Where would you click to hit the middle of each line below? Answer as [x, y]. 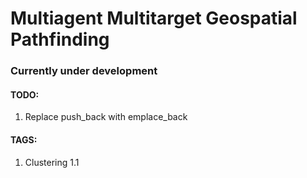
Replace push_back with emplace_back [106, 117]
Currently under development [84, 71]
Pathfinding [60, 39]
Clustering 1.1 [52, 162]
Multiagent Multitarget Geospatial [154, 18]
